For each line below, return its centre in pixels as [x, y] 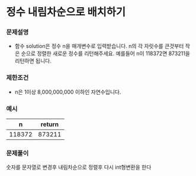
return [50, 124]
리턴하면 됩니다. [33, 61]
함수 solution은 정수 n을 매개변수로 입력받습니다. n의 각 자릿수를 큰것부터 [99, 46]
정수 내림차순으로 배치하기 [66, 12]
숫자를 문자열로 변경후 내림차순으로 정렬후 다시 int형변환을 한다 [79, 167]
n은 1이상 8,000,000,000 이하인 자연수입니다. [68, 92]
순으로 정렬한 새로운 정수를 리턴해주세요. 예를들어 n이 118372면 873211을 [106, 53]
